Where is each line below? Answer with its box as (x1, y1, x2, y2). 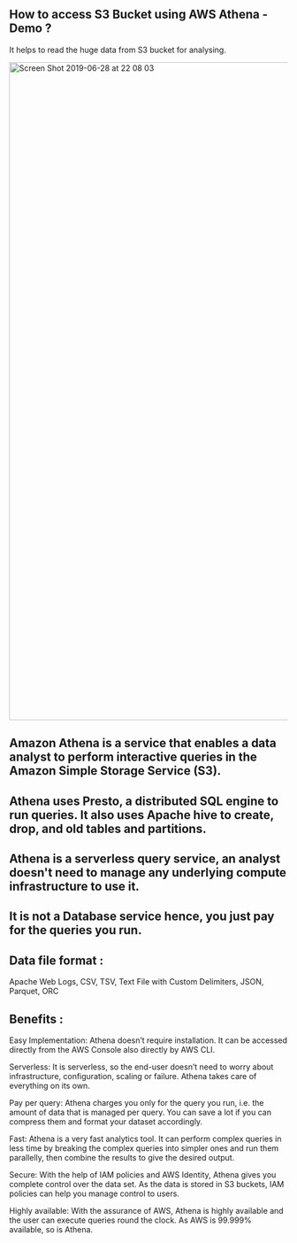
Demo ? (9, 21, 52, 36)
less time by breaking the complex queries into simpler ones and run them (9, 1143, 279, 1154)
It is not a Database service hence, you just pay (9, 909, 275, 924)
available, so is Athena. (9, 1224, 94, 1234)
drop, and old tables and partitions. (9, 821, 207, 836)
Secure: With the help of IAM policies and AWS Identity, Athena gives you (9, 1170, 277, 1180)
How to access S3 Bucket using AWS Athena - (9, 7, 268, 22)
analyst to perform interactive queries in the (9, 750, 258, 765)
